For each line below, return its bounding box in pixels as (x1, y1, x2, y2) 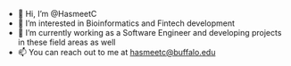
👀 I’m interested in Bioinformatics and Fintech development (17, 18, 235, 29)
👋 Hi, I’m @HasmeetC (17, 9, 97, 19)
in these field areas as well (17, 37, 116, 47)
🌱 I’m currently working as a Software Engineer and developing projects (17, 28, 282, 37)
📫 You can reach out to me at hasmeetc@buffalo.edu (17, 47, 216, 57)
